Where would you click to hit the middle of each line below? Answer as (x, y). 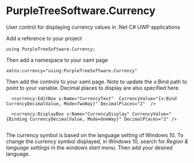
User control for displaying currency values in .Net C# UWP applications (93, 27)
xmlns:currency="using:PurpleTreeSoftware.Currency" (72, 71)
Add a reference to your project (44, 38)
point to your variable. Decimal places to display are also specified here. (93, 88)
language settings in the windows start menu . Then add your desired (89, 147)
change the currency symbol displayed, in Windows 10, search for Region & (97, 141)
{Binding (17, 119)
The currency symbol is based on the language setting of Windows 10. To (95, 135)
